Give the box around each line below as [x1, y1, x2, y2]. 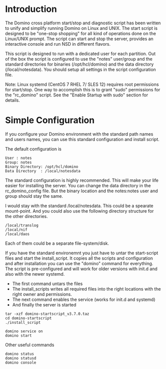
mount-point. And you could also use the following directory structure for [5, 208, 154, 214]
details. [5, 97, 20, 103]
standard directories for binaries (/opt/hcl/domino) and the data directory [5, 61, 154, 67]
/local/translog [5, 222, 39, 228]
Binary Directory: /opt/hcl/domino [5, 164, 79, 169]
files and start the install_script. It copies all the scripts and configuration [5, 255, 153, 261]
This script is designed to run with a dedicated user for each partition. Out [5, 51, 156, 57]
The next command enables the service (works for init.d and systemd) [12, 296, 156, 302]
